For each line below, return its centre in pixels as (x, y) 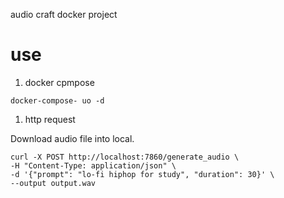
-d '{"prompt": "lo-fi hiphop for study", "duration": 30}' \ (142, 174)
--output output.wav (53, 183)
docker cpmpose (59, 82)
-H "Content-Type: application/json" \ (93, 165)
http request (50, 119)
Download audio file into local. (72, 138)
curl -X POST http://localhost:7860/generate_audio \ (125, 157)
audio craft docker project (64, 14)
